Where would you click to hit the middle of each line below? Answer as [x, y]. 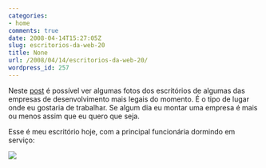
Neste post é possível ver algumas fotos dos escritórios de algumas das [127, 90]
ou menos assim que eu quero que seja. [74, 116]
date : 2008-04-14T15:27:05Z [55, 38]
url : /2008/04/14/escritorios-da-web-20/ [78, 61]
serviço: [22, 140]
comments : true [34, 30]
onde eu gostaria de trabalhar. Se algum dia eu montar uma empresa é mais [133, 107]
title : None [28, 53]
